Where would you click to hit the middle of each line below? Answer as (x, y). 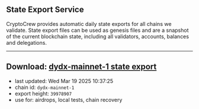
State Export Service (45, 10)
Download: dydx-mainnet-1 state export (81, 67)
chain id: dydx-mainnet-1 (44, 87)
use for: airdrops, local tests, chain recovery (68, 100)
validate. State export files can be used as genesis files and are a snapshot (97, 30)
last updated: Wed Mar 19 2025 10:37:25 (64, 81)
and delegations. (27, 42)
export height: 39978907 (43, 93)
